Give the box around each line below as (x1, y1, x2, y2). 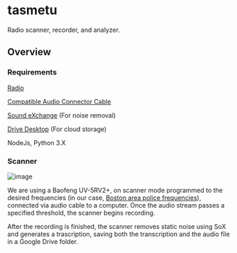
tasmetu (7, 2, 58, 18)
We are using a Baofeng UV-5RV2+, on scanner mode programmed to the (7, 186, 224, 194)
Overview (7, 46, 52, 58)
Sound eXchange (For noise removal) (7, 111, 116, 119)
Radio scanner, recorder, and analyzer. (7, 26, 121, 34)
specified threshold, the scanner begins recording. (7, 208, 155, 217)
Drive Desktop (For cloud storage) (7, 125, 107, 133)
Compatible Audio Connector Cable (7, 97, 111, 106)
